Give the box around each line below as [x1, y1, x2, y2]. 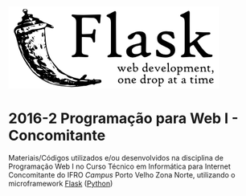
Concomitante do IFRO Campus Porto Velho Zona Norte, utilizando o [8, 169, 236, 179]
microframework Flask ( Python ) [8, 178, 113, 188]
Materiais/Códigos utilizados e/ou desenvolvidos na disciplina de [8, 153, 223, 162]
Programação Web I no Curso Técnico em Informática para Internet [8, 161, 232, 171]
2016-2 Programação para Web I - [8, 109, 239, 128]
